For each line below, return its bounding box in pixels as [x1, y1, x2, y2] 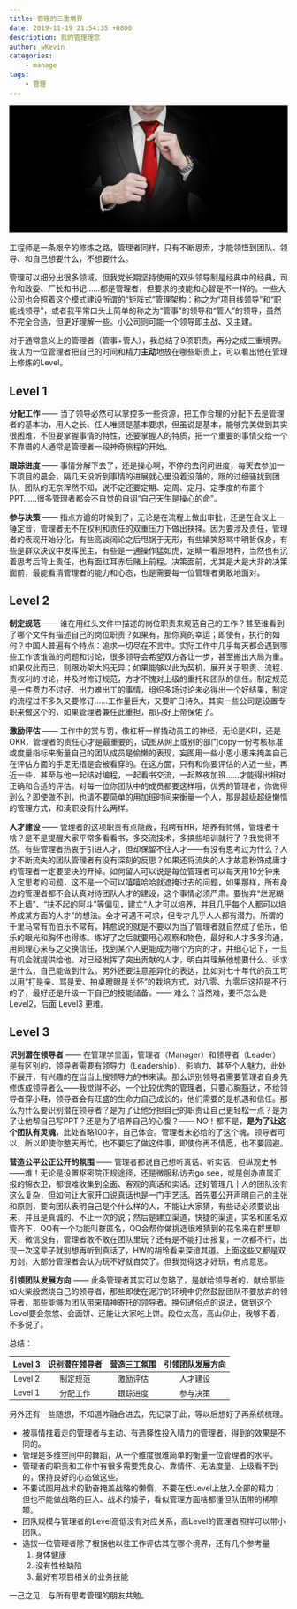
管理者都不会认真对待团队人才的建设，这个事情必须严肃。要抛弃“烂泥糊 [24, 887, 285, 898]
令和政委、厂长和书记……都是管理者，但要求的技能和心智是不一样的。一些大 [9, 283, 286, 294]
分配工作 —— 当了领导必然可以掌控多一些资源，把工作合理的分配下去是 [9, 408, 270, 419]
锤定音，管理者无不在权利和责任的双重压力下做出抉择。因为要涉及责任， [9, 523, 272, 534]
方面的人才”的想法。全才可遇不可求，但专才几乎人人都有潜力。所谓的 [32, 909, 285, 920]
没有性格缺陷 [34, 1560, 82, 1571]
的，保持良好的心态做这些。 [21, 1472, 124, 1483]
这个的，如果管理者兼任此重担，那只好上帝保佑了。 [32, 706, 218, 716]
